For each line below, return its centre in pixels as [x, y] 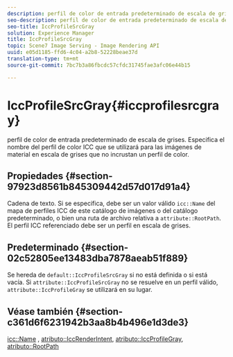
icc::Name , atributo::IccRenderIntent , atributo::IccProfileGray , [95, 339]
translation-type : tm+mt [43, 59]
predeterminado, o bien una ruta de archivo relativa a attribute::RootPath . [114, 218]
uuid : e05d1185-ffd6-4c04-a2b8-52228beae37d [72, 53]
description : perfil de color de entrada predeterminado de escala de [111, 14]
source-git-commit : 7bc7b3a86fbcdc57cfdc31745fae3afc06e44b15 [99, 65]
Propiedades [35, 176]
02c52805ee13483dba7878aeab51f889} [98, 258]
